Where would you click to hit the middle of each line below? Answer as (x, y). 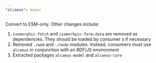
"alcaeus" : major (23, 10)
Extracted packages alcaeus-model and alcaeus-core (67, 55)
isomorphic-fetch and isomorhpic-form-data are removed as (75, 33)
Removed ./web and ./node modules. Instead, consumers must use (82, 44)
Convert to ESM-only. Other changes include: (52, 24)
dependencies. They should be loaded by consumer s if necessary (82, 39)
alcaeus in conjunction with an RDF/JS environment (66, 49)
